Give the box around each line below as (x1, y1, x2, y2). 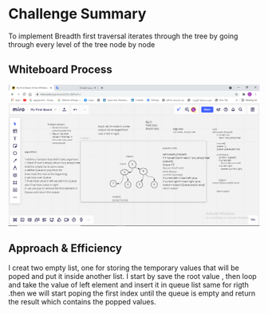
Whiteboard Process (8, 63, 113, 77)
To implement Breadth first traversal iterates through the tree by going (8, 31, 238, 41)
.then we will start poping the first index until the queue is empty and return (8, 288, 256, 298)
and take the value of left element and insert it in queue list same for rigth (8, 280, 249, 289)
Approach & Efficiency (8, 241, 122, 256)
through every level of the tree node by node (8, 39, 156, 49)
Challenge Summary (8, 5, 147, 23)
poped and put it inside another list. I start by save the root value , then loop (8, 271, 257, 280)
